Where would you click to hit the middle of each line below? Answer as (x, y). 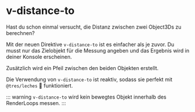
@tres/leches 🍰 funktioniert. (39, 85)
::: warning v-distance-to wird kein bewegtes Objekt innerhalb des (86, 97)
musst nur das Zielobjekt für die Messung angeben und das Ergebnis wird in (98, 50)
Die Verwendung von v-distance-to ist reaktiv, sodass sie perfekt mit (89, 79)
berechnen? (20, 33)
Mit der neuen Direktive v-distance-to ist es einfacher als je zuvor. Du (90, 44)
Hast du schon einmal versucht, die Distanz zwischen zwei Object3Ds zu (94, 27)
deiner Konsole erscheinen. (39, 57)
